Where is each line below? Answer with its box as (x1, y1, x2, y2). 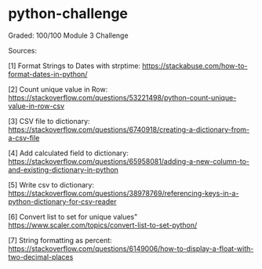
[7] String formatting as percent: (8, 235, 112, 245)
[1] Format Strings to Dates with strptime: (8, 60, 141, 71)
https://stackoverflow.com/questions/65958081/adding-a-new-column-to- (8, 156, 249, 165)
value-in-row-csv (8, 101, 65, 111)
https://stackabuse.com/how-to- (142, 60, 249, 71)
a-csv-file (8, 133, 40, 142)
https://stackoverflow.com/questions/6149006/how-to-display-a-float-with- (8, 244, 254, 253)
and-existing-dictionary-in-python (8, 165, 119, 174)
